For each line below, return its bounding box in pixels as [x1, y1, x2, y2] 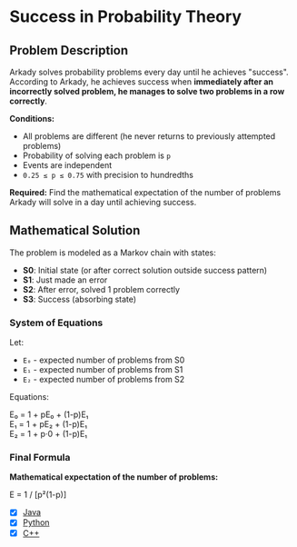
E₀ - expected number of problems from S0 [22, 354, 185, 365]
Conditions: [9, 114, 55, 124]
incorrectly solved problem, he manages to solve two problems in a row [9, 86, 285, 96]
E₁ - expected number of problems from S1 [22, 364, 183, 375]
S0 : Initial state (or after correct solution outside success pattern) [22, 264, 268, 275]
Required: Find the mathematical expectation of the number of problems [9, 187, 282, 197]
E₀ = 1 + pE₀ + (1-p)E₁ [9, 409, 89, 420]
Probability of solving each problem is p [22, 150, 171, 161]
